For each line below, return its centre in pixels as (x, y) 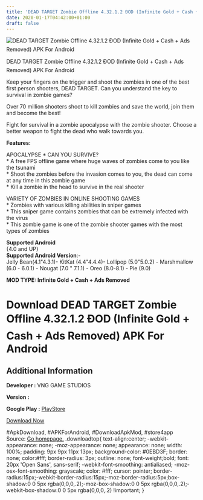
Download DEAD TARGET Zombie (92, 305)
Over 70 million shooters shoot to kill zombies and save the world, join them (100, 107)
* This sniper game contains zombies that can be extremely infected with (97, 212)
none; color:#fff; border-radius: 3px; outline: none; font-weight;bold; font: (98, 458)
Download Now (25, 421)
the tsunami (21, 168)
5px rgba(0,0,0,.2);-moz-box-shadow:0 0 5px (94, 484)
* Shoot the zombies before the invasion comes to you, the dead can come (99, 174)
